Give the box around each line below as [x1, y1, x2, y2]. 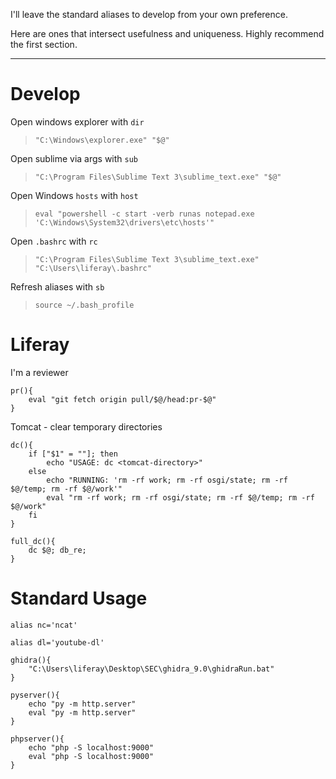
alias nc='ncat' [10, 620, 78, 630]
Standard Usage [10, 587, 148, 610]
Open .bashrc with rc [10, 235, 98, 247]
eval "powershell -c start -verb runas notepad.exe [34, 209, 255, 219]
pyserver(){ [10, 690, 60, 700]
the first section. [10, 39, 78, 50]
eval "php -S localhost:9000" [28, 751, 155, 761]
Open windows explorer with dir [10, 115, 145, 128]
